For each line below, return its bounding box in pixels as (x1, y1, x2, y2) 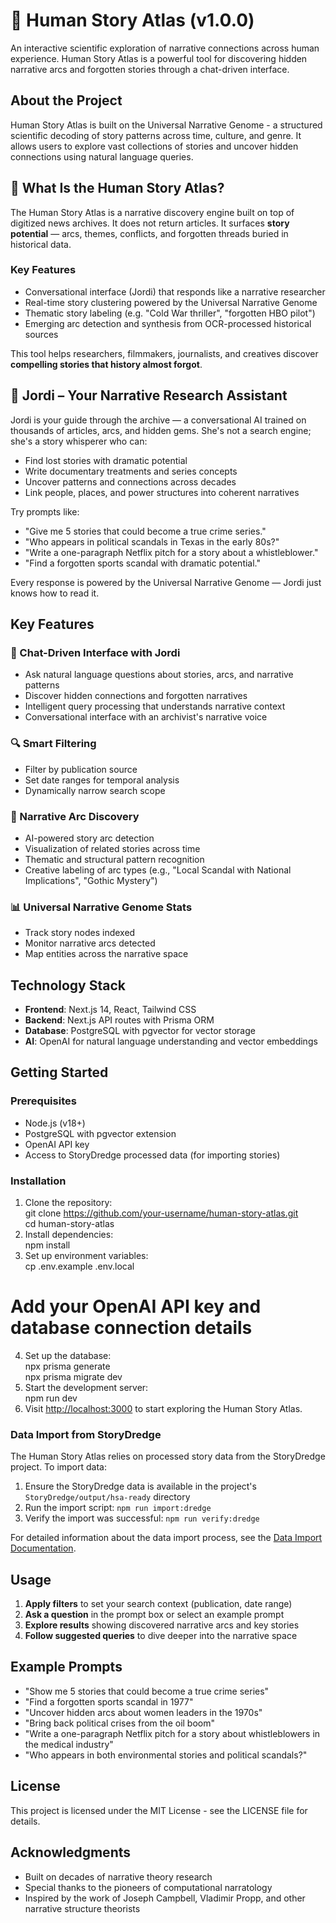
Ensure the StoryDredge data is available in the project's (24, 1480, 257, 1493)
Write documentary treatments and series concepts (24, 465, 238, 477)
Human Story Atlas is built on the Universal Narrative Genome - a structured (10, 119, 323, 131)
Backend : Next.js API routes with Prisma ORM (24, 1014, 215, 1026)
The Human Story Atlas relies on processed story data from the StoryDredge (10, 1450, 326, 1463)
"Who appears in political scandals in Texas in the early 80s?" (24, 535, 280, 548)
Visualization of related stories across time (24, 842, 201, 854)
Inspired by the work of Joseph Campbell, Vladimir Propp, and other (24, 1892, 306, 1904)
